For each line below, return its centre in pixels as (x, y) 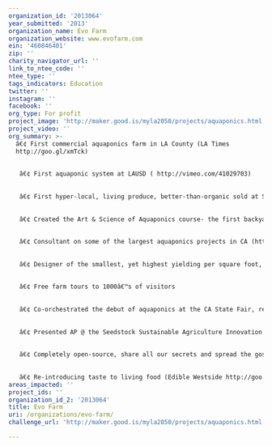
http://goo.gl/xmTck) (52, 151)
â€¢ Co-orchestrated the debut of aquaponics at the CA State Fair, (137, 309)
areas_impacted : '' (41, 384)
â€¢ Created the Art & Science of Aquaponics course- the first (130, 219)
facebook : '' (30, 106)
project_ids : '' (36, 392)
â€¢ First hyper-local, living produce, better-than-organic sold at (139, 196)
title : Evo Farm (36, 407)
